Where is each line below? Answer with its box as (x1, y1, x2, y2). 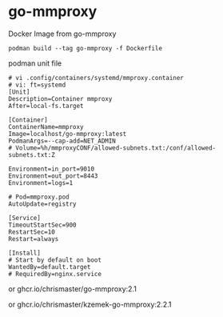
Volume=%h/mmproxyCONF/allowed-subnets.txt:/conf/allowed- (15, 143, 217, 152)
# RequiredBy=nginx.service (8, 270, 102, 278)
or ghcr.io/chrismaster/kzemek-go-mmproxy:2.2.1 (8, 299, 172, 309)
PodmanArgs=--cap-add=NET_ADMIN (8, 137, 116, 145)
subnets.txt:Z (8, 150, 56, 158)
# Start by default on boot (8, 255, 102, 264)
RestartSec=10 (8, 227, 56, 236)
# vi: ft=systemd (8, 81, 66, 89)
